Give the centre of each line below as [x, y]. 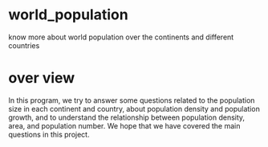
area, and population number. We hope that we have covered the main [124, 125]
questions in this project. [49, 134]
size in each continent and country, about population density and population [134, 108]
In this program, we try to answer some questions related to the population [132, 100]
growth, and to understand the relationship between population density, [127, 117]
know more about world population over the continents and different [121, 37]
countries [24, 45]
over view [42, 78]
